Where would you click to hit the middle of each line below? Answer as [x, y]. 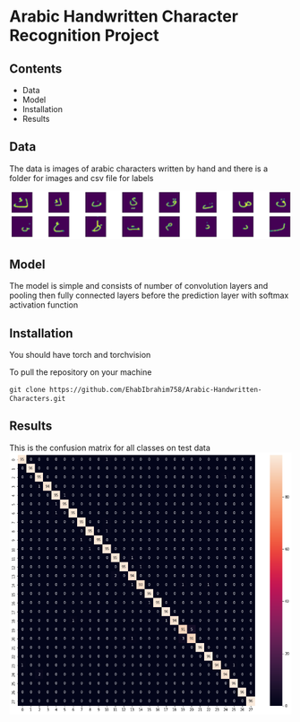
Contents [36, 69]
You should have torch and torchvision [80, 355]
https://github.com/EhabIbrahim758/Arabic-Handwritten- [155, 390]
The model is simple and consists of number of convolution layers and [139, 286]
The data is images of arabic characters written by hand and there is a [139, 169]
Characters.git [38, 399]
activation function [44, 305]
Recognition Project [84, 35]
